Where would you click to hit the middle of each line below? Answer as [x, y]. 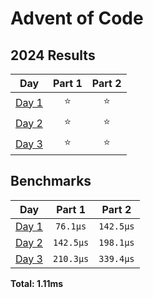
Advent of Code [77, 18]
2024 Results [53, 55]
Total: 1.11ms [37, 283]
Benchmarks [51, 181]
